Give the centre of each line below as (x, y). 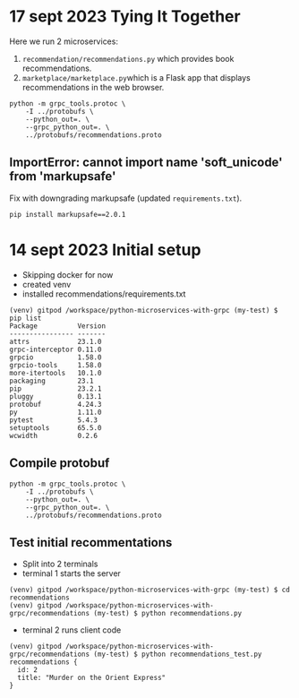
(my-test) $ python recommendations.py (168, 614)
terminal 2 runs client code (72, 630)
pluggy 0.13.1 (56, 396)
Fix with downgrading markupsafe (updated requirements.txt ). (126, 198)
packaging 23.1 (51, 381)
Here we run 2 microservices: (64, 41)
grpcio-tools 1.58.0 (56, 365)
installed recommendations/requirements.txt (104, 294)
